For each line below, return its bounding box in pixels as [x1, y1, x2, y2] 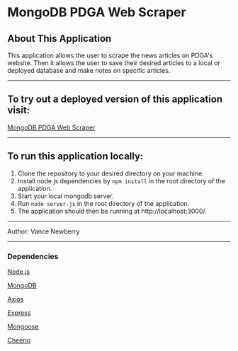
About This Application [7, 33, 112, 45]
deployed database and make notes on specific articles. [7, 67, 171, 74]
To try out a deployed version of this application [7, 93, 223, 105]
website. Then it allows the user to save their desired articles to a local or [7, 59, 221, 67]
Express [7, 309, 31, 317]
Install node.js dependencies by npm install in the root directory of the [17, 176, 225, 185]
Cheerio [7, 335, 31, 344]
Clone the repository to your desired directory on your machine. [17, 169, 204, 178]
